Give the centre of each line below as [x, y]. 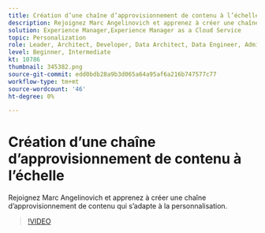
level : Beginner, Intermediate [60, 52]
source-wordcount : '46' [47, 89]
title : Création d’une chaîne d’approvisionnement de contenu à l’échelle [134, 15]
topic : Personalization [47, 38]
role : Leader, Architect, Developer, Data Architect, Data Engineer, [125, 45]
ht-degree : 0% [32, 96]
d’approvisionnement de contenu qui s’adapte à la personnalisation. [118, 206]
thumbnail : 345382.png [45, 67]
